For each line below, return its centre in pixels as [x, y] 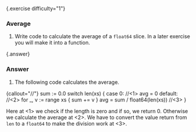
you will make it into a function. [52, 43]
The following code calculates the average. [67, 82]
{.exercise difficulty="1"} [36, 9]
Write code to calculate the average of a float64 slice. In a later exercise [102, 36]
